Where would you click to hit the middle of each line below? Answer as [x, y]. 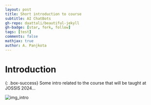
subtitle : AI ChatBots [28, 18]
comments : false [21, 37]
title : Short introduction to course [43, 14]
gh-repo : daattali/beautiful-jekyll [42, 23]
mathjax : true [19, 41]
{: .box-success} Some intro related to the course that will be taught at [76, 83]
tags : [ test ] [18, 32]
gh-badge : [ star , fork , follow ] [38, 28]
